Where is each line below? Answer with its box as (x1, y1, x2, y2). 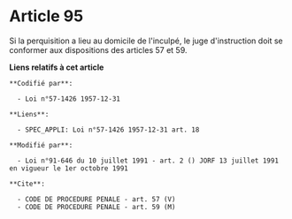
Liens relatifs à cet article (9, 62, 104, 72)
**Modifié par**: (9, 140, 73, 149)
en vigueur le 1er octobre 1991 (9, 163, 128, 173)
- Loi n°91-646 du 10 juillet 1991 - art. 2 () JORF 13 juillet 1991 (17, 156, 279, 165)
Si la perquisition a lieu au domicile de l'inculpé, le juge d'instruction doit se (9, 35, 283, 46)
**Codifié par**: (9, 79, 73, 87)
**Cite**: (9, 179, 46, 188)
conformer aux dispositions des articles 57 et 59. (9, 44, 188, 55)
